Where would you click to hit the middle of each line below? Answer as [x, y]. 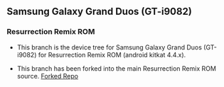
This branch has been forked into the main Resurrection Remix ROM [116, 68]
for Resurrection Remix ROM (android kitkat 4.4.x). [112, 54]
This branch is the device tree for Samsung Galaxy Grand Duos [109, 47]
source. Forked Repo [48, 76]
